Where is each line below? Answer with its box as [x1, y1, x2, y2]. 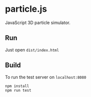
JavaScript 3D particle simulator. [5, 20, 71, 25]
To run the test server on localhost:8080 [5, 74, 87, 80]
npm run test [5, 88, 32, 93]
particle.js [5, 3, 47, 15]
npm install [5, 83, 29, 89]
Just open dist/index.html [5, 47, 59, 52]
